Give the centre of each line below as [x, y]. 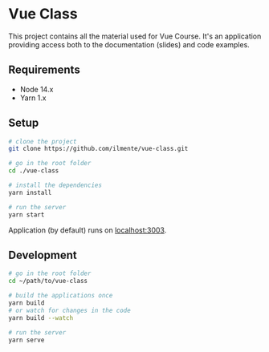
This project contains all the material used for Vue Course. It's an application [135, 36]
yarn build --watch [41, 318]
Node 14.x [37, 89]
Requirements [44, 70]
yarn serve [26, 340]
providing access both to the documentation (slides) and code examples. [129, 44]
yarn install [30, 192]
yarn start [26, 214]
